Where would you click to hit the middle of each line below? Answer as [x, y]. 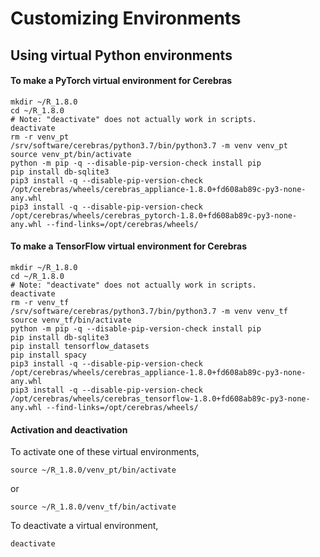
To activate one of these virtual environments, [105, 452]
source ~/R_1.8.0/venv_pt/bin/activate [93, 470]
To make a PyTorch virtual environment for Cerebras [121, 81]
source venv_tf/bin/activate [71, 320]
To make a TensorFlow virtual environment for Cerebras [128, 246]
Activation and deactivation [69, 429]
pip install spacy [48, 355]
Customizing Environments [126, 18]
